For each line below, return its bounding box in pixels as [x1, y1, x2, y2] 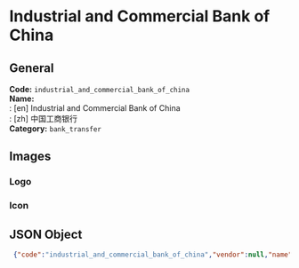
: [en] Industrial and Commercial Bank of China [9, 103, 181, 113]
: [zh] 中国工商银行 [9, 114, 78, 123]
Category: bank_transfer [9, 123, 102, 134]
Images [9, 149, 52, 164]
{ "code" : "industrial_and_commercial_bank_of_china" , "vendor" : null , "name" [12, 250, 293, 259]
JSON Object [9, 226, 83, 241]
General [9, 60, 55, 75]
